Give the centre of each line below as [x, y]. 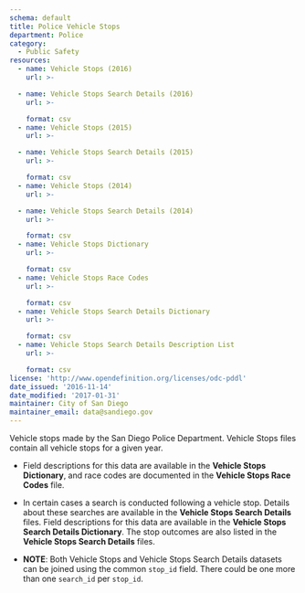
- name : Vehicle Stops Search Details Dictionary [114, 312]
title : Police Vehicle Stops [65, 26]
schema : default [40, 18]
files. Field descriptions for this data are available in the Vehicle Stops [154, 522]
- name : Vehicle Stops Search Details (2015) [106, 153]
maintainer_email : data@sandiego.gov [81, 412]
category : [28, 43]
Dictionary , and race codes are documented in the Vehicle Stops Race [157, 475]
